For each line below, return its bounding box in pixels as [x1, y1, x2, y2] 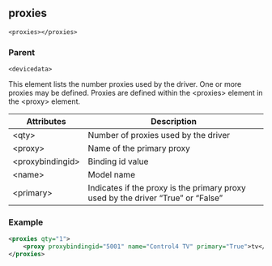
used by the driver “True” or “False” [87, 192, 223, 204]
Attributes [26, 116, 66, 127]
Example [8, 217, 44, 228]
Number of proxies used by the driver [87, 130, 231, 141]
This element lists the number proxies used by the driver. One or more [8, 79, 242, 89]
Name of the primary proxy [87, 143, 190, 154]
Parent [8, 46, 36, 58]
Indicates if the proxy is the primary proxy [87, 182, 247, 194]
